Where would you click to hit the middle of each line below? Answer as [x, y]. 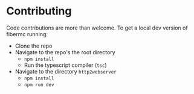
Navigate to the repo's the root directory [65, 52]
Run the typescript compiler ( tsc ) [65, 65]
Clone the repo [34, 46]
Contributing [39, 11]
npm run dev [39, 85]
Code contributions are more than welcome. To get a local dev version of [97, 28]
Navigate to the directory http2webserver [66, 71]
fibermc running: [27, 34]
